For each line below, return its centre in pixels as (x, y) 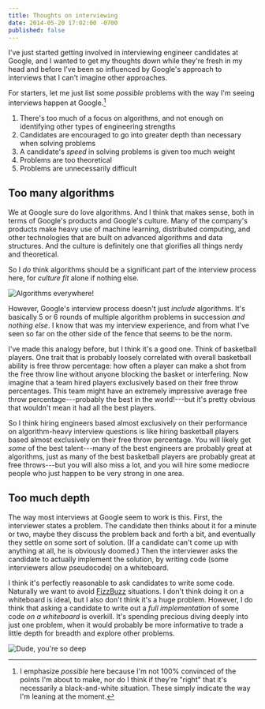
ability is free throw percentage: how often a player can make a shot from (127, 366)
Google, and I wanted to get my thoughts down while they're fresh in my (125, 61)
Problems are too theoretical (66, 160)
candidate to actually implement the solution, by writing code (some (118, 559)
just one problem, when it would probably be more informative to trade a (126, 625)
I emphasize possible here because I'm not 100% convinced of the (128, 671)
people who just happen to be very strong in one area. (96, 473)
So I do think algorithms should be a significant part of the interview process (132, 269)
